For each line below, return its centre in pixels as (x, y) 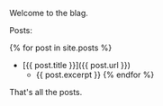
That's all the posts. (46, 92)
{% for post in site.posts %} (61, 48)
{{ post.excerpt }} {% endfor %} (95, 75)
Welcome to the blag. (49, 13)
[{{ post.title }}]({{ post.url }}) (76, 65)
